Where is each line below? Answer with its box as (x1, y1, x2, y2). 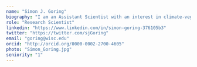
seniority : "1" (6, 52, 43, 58)
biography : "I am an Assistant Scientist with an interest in (6, 14, 161, 20)
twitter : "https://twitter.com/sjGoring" (6, 30, 109, 36)
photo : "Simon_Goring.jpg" (6, 47, 72, 52)
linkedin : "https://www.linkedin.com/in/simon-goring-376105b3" (6, 24, 167, 31)
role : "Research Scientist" (6, 19, 75, 25)
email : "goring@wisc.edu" (6, 36, 69, 41)
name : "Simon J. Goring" (6, 8, 67, 15)
